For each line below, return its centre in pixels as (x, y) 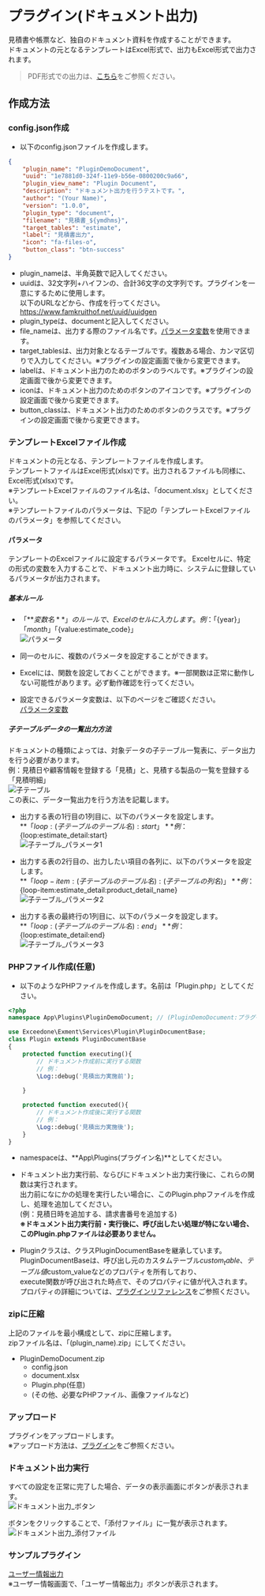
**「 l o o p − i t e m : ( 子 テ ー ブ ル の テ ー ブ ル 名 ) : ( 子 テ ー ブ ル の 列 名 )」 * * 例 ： (137, 881)
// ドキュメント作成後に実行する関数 (89, 1112)
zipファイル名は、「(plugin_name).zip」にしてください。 (99, 1342)
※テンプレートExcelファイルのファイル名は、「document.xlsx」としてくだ (127, 491)
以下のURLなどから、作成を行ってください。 (92, 303)
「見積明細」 (29, 780)
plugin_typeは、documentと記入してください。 (96, 321)
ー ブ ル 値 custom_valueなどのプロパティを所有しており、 (110, 1272)
